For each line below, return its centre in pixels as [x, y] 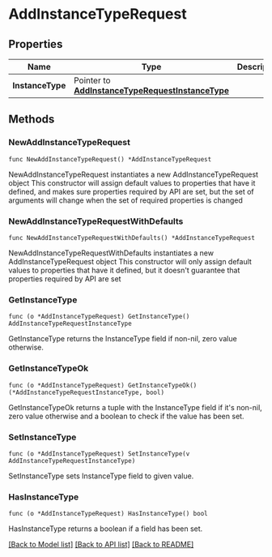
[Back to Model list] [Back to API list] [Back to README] [101, 545]
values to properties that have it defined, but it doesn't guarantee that [124, 270]
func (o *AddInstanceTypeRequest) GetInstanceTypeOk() [103, 385]
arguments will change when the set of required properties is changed [125, 200]
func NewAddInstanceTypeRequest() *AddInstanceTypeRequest [110, 159]
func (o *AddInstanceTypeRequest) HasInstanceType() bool [108, 514]
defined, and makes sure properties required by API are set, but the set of [132, 191]
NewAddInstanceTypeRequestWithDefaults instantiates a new [111, 253]
